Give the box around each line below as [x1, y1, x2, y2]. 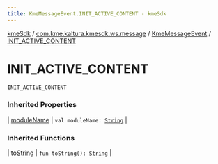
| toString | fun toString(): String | [7, 149, 112, 157]
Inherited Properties [7, 100, 77, 110]
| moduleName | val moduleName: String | [7, 115, 127, 124]
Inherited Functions [7, 133, 75, 142]
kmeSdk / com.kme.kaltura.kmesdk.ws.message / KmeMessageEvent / [7, 29, 211, 38]
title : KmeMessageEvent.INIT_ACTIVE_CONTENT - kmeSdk [7, 10, 167, 17]
